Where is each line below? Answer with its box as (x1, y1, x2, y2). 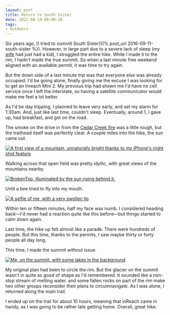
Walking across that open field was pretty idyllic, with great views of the (5, 160, 157, 166)
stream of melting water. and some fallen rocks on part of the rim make (15, 278, 165, 284)
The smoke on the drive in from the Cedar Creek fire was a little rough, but (5, 125, 162, 131)
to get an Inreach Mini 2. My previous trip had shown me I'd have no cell (5, 83, 157, 89)
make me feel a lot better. (5, 94, 59, 100)
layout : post (5, 7, 33, 13)
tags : (5, 21, 17, 27)
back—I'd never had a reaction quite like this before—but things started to (5, 211, 161, 217)
